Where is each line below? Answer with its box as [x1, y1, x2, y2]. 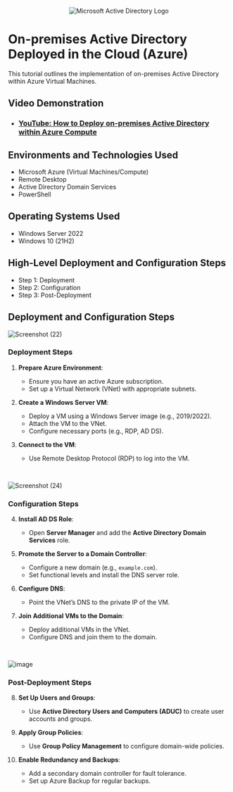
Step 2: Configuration [18, 283, 81, 291]
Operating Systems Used [8, 210, 120, 222]
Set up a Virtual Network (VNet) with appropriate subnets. [28, 384, 197, 393]
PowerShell [18, 190, 51, 199]
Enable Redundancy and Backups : [18, 755, 120, 764]
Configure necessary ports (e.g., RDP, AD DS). [28, 427, 164, 435]
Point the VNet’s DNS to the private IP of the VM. [28, 598, 170, 607]
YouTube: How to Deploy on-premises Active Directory [18, 118, 210, 128]
